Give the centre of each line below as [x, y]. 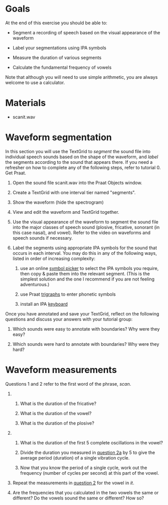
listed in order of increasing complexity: [54, 258]
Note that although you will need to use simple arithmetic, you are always [81, 77]
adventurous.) [35, 284]
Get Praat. [16, 173]
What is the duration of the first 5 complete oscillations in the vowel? [92, 442]
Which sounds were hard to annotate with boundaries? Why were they [86, 344]
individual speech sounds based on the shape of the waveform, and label [82, 157]
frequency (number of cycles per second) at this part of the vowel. [90, 473]
